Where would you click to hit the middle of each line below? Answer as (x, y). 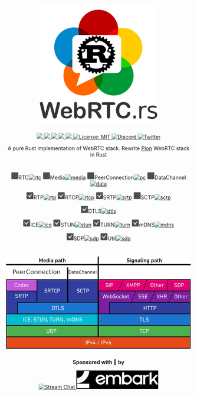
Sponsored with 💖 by (98, 362)
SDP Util (95, 239)
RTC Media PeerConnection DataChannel (102, 178)
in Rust (98, 154)
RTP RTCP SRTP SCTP (94, 197)
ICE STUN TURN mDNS (93, 225)
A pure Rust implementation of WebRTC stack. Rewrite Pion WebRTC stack (98, 148)
